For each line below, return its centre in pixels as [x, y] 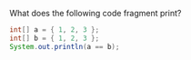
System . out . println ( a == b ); [65, 46]
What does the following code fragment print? [95, 13]
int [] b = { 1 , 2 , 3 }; [55, 38]
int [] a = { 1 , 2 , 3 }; [55, 30]
